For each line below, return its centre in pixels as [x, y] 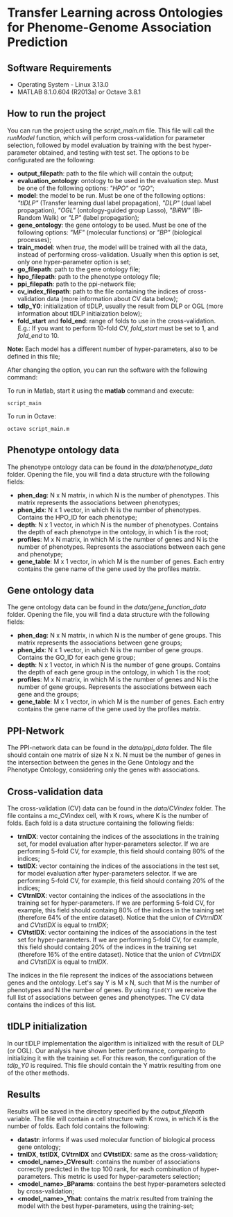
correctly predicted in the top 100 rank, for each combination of [108, 1169]
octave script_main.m [38, 429]
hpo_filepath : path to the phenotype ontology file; [89, 276]
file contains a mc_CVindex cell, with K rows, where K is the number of [108, 816]
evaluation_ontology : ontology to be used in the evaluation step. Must [118, 180]
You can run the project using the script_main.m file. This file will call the [111, 130]
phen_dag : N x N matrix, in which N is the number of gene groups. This [119, 636]
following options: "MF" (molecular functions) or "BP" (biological [110, 232]
